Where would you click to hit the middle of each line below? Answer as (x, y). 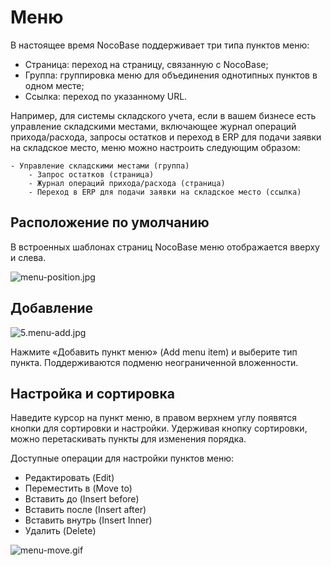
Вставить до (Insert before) (82, 499)
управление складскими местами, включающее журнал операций (153, 126)
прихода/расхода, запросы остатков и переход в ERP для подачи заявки (166, 137)
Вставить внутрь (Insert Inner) (88, 520)
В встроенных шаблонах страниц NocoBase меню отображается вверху (165, 247)
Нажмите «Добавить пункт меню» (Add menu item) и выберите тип (154, 352)
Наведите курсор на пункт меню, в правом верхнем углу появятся (153, 418)
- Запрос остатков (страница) (91, 174)
